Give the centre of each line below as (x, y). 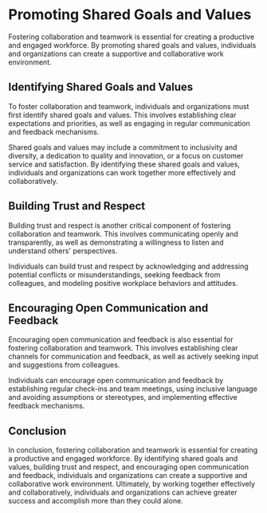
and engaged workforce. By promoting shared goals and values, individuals (132, 45)
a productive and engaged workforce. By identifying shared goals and (123, 459)
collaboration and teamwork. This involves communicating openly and (123, 233)
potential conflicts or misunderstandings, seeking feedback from (114, 274)
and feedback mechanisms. (54, 131)
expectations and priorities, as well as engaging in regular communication (130, 123)
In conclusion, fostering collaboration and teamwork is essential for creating (133, 450)
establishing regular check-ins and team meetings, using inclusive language (133, 389)
